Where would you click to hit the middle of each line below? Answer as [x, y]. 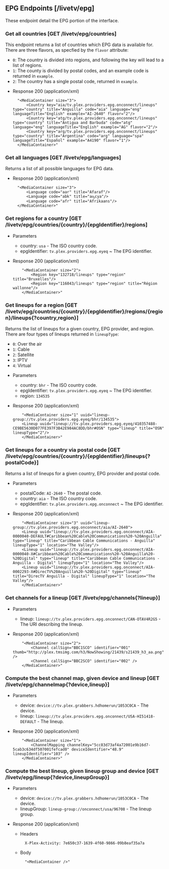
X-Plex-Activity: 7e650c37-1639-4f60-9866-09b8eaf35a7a [84, 843]
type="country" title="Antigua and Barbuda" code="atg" [72, 123]
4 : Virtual [22, 365]
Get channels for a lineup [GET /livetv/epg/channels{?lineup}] [83, 598]
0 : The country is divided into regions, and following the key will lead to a [88, 60]
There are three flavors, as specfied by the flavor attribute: [67, 50]
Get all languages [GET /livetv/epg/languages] [63, 158]
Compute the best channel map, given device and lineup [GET [82, 678]
